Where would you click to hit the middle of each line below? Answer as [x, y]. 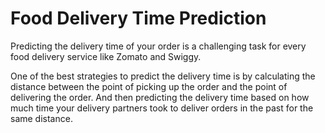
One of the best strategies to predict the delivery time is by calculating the [163, 76]
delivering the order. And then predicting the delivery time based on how [160, 97]
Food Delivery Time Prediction [138, 18]
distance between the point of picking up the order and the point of [149, 86]
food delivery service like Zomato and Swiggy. [106, 56]
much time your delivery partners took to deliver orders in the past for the [162, 108]
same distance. [41, 118]
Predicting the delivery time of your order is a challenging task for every [158, 46]
